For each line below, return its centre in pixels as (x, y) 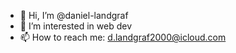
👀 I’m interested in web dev (76, 26)
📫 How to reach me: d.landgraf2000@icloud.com (123, 37)
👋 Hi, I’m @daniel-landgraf (74, 15)
